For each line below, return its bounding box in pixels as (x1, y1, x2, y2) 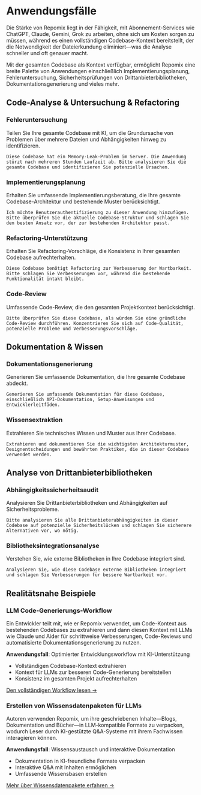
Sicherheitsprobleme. (6, 505, 59, 513)
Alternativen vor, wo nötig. (6, 528, 79, 534)
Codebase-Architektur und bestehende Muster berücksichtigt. (6, 198, 160, 205)
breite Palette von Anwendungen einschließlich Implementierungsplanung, (6, 67, 190, 74)
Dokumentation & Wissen (6, 342, 104, 352)
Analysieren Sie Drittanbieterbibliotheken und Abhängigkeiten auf (6, 499, 168, 507)
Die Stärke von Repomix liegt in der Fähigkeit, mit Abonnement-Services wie (6, 24, 195, 31)
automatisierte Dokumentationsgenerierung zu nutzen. (6, 639, 142, 646)
